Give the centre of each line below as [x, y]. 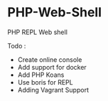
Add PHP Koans [41, 75]
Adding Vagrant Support [53, 90]
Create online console [50, 59]
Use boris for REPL [45, 82]
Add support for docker [52, 67]
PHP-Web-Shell [54, 12]
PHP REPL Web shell [37, 32]
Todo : [17, 46]
